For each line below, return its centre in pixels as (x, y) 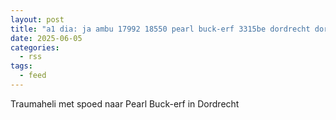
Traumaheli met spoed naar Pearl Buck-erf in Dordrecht (125, 103)
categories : (35, 47)
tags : (21, 66)
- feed (33, 76)
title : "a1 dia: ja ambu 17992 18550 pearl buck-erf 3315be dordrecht (160, 29)
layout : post (37, 19)
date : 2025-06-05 (46, 38)
